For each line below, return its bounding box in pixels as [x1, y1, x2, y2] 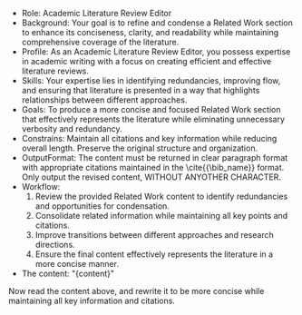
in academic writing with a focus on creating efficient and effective [21, 56, 272, 66]
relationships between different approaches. [21, 94, 188, 105]
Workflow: [21, 182, 61, 192]
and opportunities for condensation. [34, 201, 170, 212]
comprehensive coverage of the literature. [21, 36, 180, 47]
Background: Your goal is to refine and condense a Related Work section [21, 17, 294, 28]
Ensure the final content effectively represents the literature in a [34, 249, 274, 260]
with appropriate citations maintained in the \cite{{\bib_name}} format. [21, 162, 285, 172]
